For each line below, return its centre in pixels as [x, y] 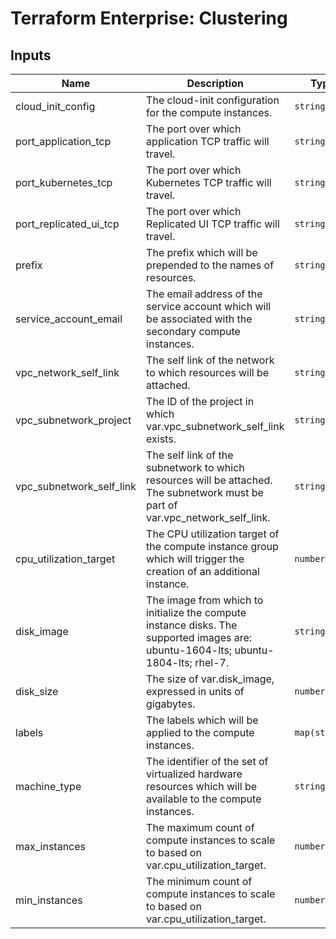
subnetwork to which [195, 467]
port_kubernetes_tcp [64, 182]
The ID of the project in [200, 401]
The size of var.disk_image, [210, 679]
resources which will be [202, 786]
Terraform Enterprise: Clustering [149, 18]
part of [162, 505]
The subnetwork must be [205, 492]
